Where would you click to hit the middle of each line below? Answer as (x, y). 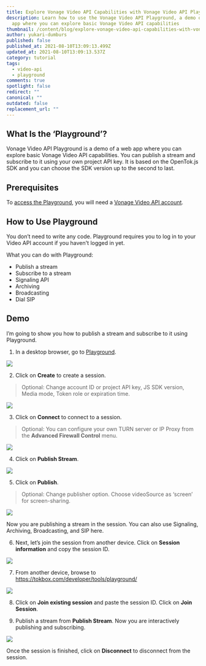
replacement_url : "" (33, 109)
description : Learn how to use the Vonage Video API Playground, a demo (101, 18)
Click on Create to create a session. (60, 375)
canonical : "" (25, 98)
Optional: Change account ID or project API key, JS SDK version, (103, 387)
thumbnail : (20, 29)
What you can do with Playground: (50, 255)
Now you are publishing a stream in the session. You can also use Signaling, (102, 524)
